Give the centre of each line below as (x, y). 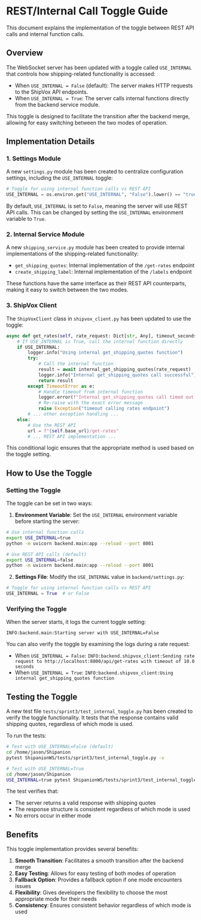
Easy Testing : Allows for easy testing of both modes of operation (95, 873)
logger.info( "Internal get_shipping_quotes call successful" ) (117, 375)
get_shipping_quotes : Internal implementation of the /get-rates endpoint (105, 265)
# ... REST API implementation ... (72, 437)
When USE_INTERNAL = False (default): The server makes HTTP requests (104, 85)
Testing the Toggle (42, 697)
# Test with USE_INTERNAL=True (45, 769)
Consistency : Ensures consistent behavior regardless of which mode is (103, 906)
